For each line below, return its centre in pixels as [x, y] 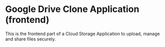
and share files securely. [31, 39]
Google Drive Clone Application [72, 9]
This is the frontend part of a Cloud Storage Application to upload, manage [82, 33]
